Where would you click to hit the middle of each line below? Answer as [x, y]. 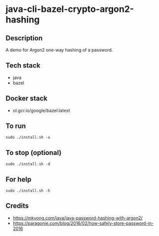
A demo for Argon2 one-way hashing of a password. [59, 50]
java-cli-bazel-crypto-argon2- [70, 9]
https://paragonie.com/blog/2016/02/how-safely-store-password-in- [83, 223]
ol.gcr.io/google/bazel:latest [41, 110]
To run [16, 126]
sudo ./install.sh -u [28, 138]
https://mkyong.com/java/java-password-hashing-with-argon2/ [78, 218]
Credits [17, 206]
